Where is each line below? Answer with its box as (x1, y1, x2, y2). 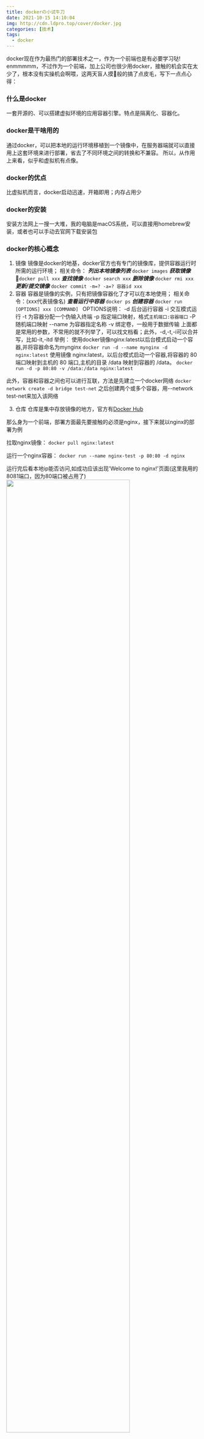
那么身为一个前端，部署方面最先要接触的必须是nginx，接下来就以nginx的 (6, 418, 189, 426)
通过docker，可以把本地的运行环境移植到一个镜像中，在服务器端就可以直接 (6, 141, 195, 148)
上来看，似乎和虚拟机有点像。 (6, 156, 81, 164)
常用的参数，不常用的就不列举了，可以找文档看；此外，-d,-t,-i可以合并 (20, 328, 199, 336)
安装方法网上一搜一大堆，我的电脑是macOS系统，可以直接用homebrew (6, 220, 185, 228)
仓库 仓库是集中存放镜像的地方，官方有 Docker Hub (15, 406, 144, 413)
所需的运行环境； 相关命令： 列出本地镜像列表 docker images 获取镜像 (15, 267, 191, 275)
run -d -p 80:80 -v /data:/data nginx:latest (15, 366, 133, 372)
